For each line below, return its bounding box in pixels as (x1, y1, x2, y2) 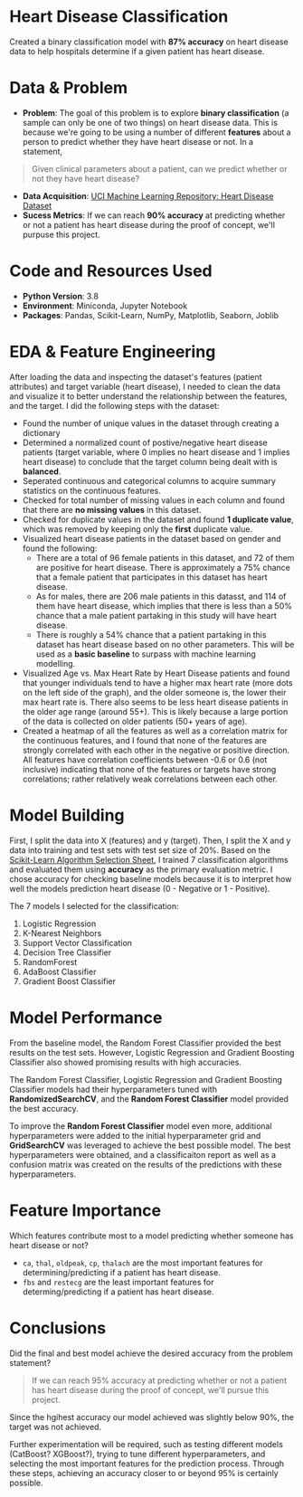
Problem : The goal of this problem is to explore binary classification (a (22, 107, 289, 118)
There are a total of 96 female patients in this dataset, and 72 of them (35, 552, 295, 563)
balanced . (22, 466, 62, 477)
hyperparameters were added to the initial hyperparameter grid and (9, 1130, 261, 1141)
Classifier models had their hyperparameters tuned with (9, 1084, 217, 1094)
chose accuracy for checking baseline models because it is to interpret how (9, 873, 292, 884)
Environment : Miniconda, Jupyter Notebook (22, 300, 188, 311)
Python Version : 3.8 (22, 290, 99, 301)
